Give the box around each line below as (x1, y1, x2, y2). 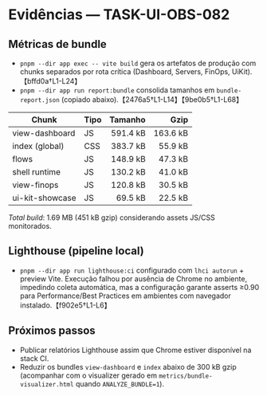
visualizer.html (19, 380, 74, 388)
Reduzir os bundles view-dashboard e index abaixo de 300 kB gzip (19, 362, 237, 371)
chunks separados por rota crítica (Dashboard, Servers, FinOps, (19, 67, 230, 76)
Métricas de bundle (8, 37, 108, 51)
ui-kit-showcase (12, 193, 77, 203)
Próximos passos (8, 324, 96, 338)
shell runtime (12, 167, 61, 177)
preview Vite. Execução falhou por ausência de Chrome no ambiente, (19, 273, 248, 284)
